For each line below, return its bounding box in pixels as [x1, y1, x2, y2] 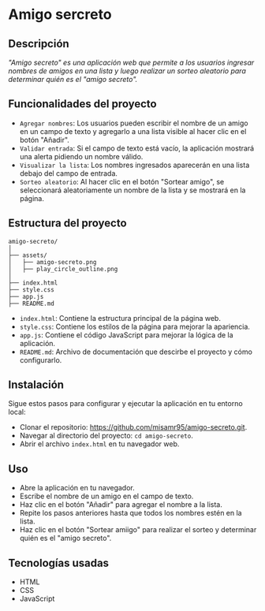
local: [8, 408, 26, 417]
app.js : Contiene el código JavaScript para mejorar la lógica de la [19, 330, 234, 340]
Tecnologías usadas [8, 556, 109, 569]
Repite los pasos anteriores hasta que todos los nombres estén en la [19, 509, 242, 518]
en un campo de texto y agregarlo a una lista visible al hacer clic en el [19, 126, 247, 136]
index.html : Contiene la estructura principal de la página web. [19, 313, 221, 322]
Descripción [8, 37, 69, 50]
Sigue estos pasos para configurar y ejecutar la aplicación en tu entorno [8, 399, 243, 408]
